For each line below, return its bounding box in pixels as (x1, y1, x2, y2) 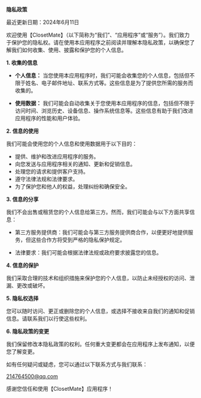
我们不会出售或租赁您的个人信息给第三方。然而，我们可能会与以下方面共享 (6, 208, 190, 216)
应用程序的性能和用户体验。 (14, 115, 84, 122)
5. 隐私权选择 (6, 295, 39, 302)
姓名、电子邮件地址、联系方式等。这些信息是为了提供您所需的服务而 (25, 79, 193, 86)
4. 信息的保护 (6, 262, 39, 269)
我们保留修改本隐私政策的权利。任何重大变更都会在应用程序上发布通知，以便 (6, 340, 195, 348)
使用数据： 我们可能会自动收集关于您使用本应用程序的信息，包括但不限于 (14, 100, 195, 107)
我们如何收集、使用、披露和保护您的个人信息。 (11, 46, 127, 53)
